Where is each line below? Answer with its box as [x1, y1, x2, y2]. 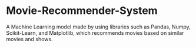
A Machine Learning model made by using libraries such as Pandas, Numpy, [6, 23, 191, 30]
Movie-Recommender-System [6, 4, 158, 17]
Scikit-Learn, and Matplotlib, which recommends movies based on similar [6, 29, 184, 36]
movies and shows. [6, 35, 53, 42]
